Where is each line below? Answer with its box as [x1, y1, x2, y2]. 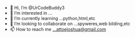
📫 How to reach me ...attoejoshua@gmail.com [9, 26, 106, 32]
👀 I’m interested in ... [9, 10, 52, 16]
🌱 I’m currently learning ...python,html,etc [9, 15, 95, 21]
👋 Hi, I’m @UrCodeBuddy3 [9, 5, 65, 10]
